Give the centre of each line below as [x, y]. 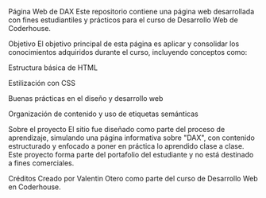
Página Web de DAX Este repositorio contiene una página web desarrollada [131, 12]
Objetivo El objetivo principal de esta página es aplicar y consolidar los [124, 44]
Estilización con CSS [42, 83]
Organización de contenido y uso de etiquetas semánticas [103, 114]
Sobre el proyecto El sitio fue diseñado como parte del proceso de [117, 129]
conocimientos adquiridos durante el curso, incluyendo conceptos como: [128, 52]
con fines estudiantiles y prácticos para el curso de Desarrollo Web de [123, 20]
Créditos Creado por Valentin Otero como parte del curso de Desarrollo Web [133, 179]
